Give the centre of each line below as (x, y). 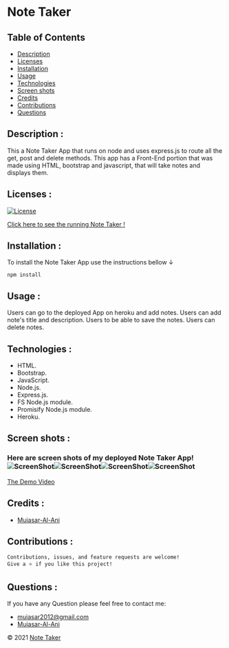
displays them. (28, 172)
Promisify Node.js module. (55, 410)
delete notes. (26, 327)
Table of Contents (46, 38)
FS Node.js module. (45, 402)
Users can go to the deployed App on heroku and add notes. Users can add (114, 313)
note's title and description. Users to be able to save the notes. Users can (111, 320)
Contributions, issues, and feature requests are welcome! (94, 557)
